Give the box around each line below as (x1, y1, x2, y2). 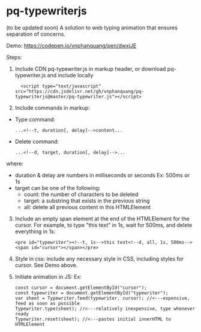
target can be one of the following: (14, 184, 101, 191)
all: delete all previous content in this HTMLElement (23, 203, 151, 210)
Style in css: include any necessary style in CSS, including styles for (14, 255, 184, 262)
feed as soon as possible (14, 300, 80, 306)
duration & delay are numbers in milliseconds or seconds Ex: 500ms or (14, 171, 190, 179)
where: (6, 160, 24, 167)
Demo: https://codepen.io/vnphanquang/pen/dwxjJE (6, 42, 137, 49)
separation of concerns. (6, 30, 66, 37)
